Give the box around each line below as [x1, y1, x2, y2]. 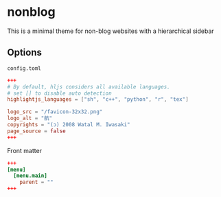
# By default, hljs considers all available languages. [7, 83, 170, 90]
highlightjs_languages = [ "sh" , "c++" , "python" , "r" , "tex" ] [7, 96, 189, 103]
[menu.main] [13, 172, 48, 179]
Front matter [7, 146, 43, 154]
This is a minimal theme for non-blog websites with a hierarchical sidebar [7, 27, 214, 35]
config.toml [7, 65, 41, 72]
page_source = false [7, 128, 67, 135]
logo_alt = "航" [7, 115, 53, 122]
